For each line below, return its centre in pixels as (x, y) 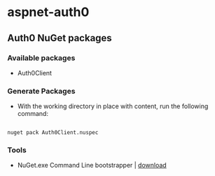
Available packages (41, 58)
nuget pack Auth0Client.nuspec (53, 133)
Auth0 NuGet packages (60, 38)
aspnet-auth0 (48, 12)
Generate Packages (41, 91)
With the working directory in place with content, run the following (113, 106)
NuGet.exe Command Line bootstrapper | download (92, 166)
